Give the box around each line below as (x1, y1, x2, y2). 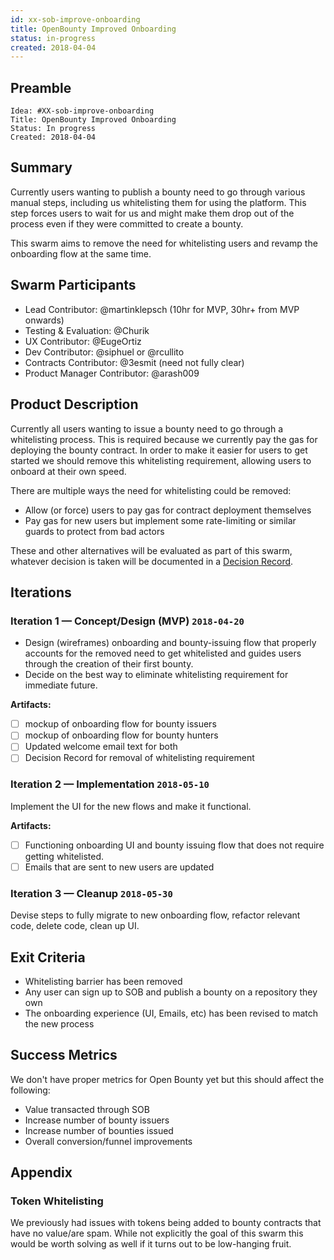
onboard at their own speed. (10, 465, 127, 477)
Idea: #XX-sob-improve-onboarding (10, 106, 155, 116)
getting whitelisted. (24, 850, 105, 862)
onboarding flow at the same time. (10, 247, 152, 260)
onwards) (24, 314, 65, 326)
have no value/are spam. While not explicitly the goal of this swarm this (10, 1227, 304, 1240)
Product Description (10, 396, 139, 413)
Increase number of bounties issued (24, 1124, 174, 1136)
